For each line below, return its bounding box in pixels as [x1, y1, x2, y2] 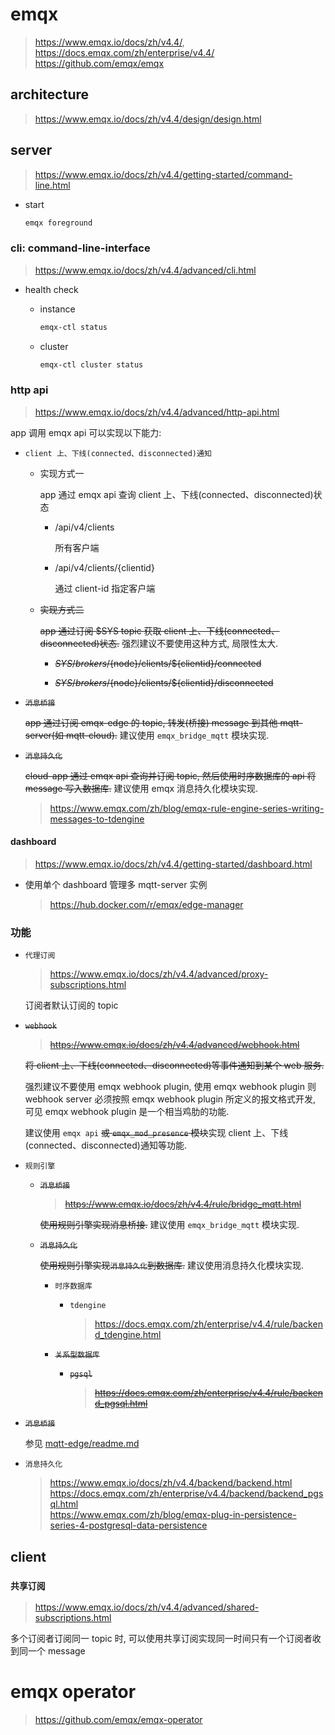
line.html [34, 179, 71, 191]
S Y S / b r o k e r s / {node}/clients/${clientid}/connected [54, 657, 262, 669]
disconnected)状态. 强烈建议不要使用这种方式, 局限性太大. [39, 637, 279, 649]
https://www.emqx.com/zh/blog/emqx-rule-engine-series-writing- [49, 802, 325, 814]
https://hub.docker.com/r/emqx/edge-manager [49, 898, 244, 910]
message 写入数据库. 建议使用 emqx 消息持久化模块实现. [24, 782, 259, 794]
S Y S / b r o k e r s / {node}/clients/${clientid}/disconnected [54, 676, 274, 688]
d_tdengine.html [94, 1329, 162, 1341]
